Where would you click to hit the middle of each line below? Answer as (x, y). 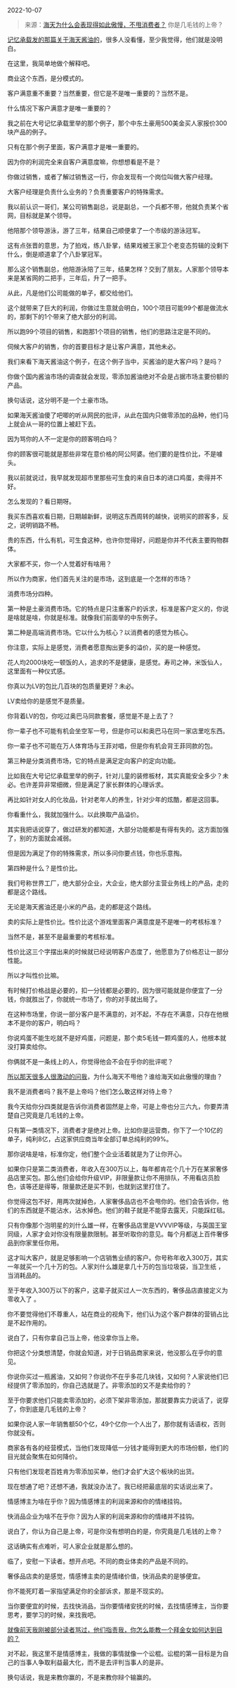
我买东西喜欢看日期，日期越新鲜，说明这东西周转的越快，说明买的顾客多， (115, 516)
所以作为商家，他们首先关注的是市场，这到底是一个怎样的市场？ (99, 579)
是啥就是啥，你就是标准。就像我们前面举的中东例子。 (84, 617)
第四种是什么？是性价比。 (44, 868)
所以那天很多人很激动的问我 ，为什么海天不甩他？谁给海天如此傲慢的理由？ (115, 1077)
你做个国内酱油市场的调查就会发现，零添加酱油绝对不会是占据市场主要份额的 (118, 376)
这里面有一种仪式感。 (38, 671)
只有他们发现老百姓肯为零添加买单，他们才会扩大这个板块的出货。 (103, 1471)
